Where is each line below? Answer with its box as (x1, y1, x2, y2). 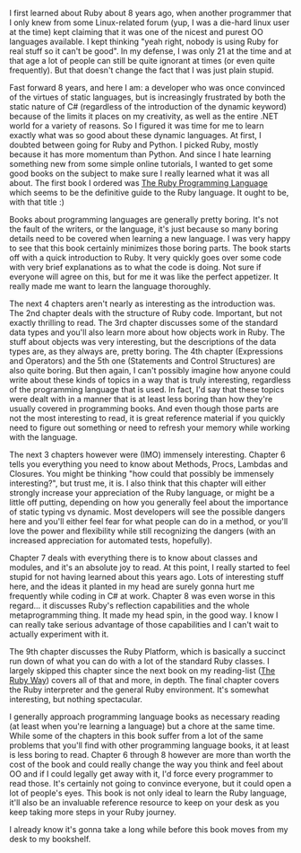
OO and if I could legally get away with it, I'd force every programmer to (9, 769, 274, 779)
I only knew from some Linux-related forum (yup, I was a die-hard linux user (9, 17, 290, 28)
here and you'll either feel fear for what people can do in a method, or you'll (9, 516, 288, 526)
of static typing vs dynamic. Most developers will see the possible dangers (9, 506, 286, 517)
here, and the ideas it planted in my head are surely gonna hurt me (9, 581, 255, 592)
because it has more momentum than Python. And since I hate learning (9, 149, 271, 160)
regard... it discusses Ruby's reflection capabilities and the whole (9, 601, 250, 611)
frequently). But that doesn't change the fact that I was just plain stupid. (9, 65, 275, 75)
